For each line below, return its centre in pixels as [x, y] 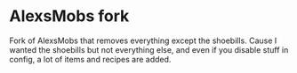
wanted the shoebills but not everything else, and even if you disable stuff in [149, 49]
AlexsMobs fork [69, 16]
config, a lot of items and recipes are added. [90, 59]
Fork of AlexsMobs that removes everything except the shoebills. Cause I [143, 40]
